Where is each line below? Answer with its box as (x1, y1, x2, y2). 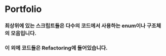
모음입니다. (10, 30, 36, 37)
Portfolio (5, 3, 42, 15)
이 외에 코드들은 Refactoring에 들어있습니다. (5, 44, 108, 51)
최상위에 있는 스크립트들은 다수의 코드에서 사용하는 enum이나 (5, 22, 146, 29)
